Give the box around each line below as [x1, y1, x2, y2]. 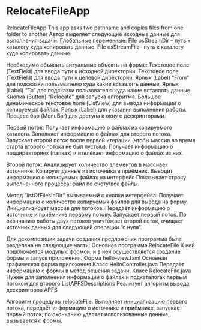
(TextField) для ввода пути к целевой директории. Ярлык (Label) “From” [6, 74, 189, 81]
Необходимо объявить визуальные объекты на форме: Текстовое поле [6, 61, 190, 68]
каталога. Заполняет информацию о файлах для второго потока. [6, 130, 172, 137]
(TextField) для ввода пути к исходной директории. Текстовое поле [6, 67, 179, 74]
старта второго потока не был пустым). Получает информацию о [6, 143, 173, 150]
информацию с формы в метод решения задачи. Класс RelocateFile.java [6, 267, 191, 274]
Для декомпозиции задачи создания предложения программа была [6, 235, 182, 242]
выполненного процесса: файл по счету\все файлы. [6, 180, 140, 187]
